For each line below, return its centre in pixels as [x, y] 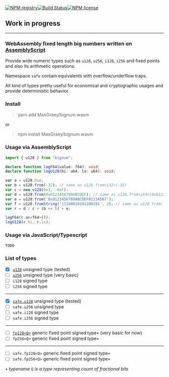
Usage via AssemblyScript [38, 147]
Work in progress [33, 23]
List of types [21, 259]
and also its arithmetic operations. [40, 66]
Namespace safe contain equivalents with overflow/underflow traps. [76, 76]
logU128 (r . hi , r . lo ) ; [28, 222]
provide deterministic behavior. [37, 91]
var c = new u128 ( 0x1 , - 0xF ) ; [37, 190]
